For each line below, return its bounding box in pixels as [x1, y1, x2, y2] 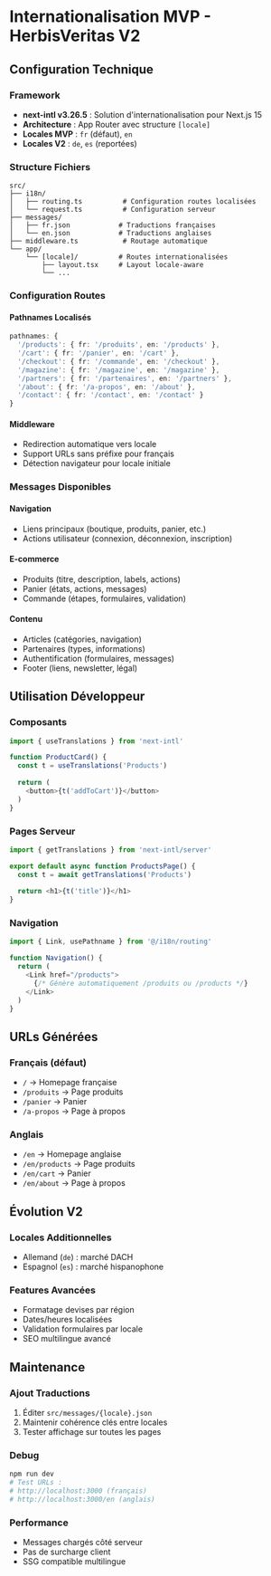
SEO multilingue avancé [22, 1333, 111, 1344]
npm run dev [9, 1469, 54, 1479]
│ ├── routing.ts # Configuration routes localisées [9, 197, 257, 206]
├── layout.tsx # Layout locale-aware [42, 261, 204, 270]
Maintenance [9, 1360, 86, 1375]
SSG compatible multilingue [22, 1556, 126, 1567]
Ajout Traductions [9, 1387, 90, 1399]
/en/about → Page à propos [22, 1178, 126, 1189]
